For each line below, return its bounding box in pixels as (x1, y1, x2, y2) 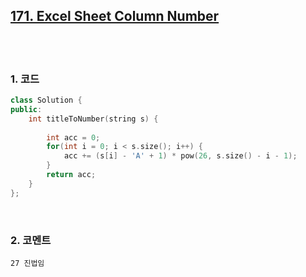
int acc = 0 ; (46, 132, 101, 143)
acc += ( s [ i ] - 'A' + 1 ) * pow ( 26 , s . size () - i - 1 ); (63, 151, 298, 161)
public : (10, 104, 43, 114)
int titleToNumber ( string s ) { (28, 114, 159, 124)
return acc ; (46, 170, 97, 180)
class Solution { (10, 95, 83, 106)
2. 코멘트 (10, 233, 52, 247)
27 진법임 (10, 259, 45, 269)
